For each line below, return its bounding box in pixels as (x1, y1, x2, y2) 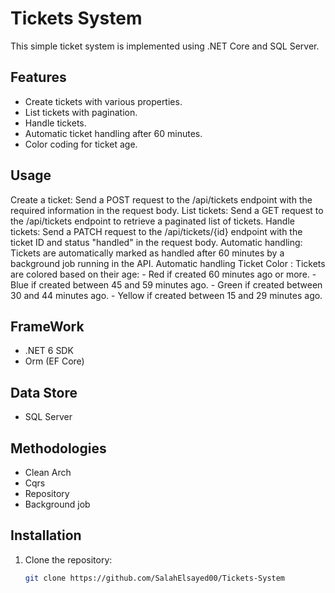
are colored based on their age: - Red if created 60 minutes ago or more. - (10, 268, 317, 280)
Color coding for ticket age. (24, 138, 138, 150)
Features (10, 69, 67, 86)
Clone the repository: (24, 553, 113, 566)
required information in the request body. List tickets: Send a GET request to (10, 204, 324, 216)
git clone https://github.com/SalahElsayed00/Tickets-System (24, 573, 286, 583)
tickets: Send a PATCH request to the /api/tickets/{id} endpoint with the (10, 225, 303, 237)
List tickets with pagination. (24, 106, 138, 118)
